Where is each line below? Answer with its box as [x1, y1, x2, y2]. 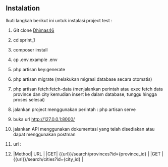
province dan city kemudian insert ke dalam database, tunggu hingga [13, 91, 157, 97]
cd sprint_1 [13, 37, 35, 43]
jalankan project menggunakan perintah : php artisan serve [13, 106, 136, 113]
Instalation [6, 4, 40, 13]
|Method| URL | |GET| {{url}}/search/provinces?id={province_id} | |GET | [13, 151, 163, 157]
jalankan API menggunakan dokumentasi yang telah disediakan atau [13, 126, 155, 132]
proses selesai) [13, 96, 45, 102]
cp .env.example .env [13, 57, 58, 63]
